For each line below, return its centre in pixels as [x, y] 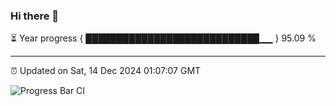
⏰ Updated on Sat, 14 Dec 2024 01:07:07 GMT [106, 71]
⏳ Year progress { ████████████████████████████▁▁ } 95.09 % [163, 38]
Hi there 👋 [35, 16]
